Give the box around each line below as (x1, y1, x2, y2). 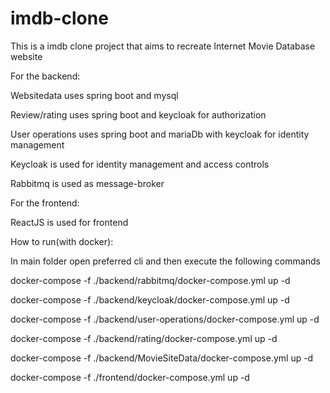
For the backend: (10, 70, 81, 82)
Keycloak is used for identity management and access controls (10, 158, 270, 170)
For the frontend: (10, 197, 80, 209)
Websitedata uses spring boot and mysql (10, 89, 179, 101)
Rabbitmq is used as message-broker (10, 177, 165, 189)
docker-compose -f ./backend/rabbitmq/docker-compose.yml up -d (10, 274, 291, 286)
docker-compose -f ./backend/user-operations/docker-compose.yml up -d (10, 313, 320, 325)
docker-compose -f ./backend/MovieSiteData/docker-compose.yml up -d (10, 352, 314, 364)
